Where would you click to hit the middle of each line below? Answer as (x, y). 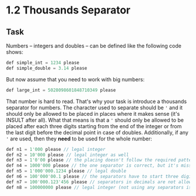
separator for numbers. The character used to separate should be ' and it (94, 107)
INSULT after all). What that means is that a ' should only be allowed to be (95, 120)
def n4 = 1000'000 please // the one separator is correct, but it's (92, 166)
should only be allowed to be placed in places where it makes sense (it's (93, 114)
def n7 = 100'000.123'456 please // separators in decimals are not (91, 182)
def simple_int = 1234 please (43, 63)
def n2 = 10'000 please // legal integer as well (68, 155)
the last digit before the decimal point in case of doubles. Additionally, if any (97, 132)
